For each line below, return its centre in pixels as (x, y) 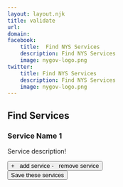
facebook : (22, 41)
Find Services (38, 116)
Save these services (38, 175)
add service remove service (59, 165)
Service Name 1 (35, 136)
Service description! (37, 151)
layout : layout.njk (36, 14)
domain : (19, 34)
